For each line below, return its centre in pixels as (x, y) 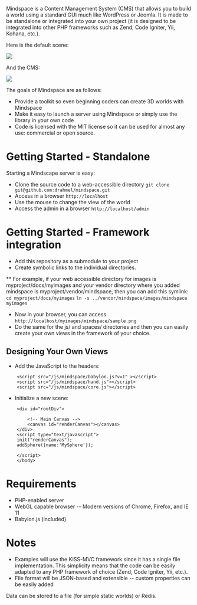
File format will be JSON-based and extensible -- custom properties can (102, 578)
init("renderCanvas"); (45, 440)
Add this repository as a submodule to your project (76, 261)
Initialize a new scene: (42, 398)
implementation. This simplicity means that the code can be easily (95, 565)
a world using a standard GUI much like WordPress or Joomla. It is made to (97, 15)
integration (34, 245)
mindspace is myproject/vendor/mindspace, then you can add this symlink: (97, 291)
